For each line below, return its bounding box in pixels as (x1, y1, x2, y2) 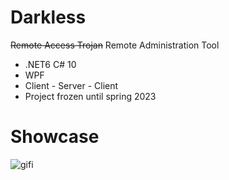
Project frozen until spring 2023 (24, 90, 157, 102)
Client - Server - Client (24, 79, 119, 91)
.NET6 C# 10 (24, 58, 77, 70)
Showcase (10, 126, 100, 148)
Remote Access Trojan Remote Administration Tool (10, 39, 220, 51)
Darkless (10, 6, 87, 29)
